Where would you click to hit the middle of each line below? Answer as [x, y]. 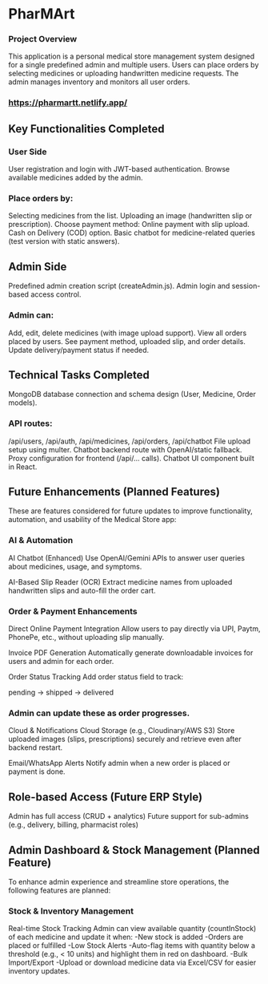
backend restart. [36, 747]
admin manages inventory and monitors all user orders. [99, 82]
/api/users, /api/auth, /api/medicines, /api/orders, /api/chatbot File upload [129, 441]
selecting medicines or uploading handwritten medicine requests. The [124, 74]
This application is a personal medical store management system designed [132, 56]
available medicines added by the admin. [76, 178]
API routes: [30, 423]
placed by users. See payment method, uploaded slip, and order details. [127, 341]
